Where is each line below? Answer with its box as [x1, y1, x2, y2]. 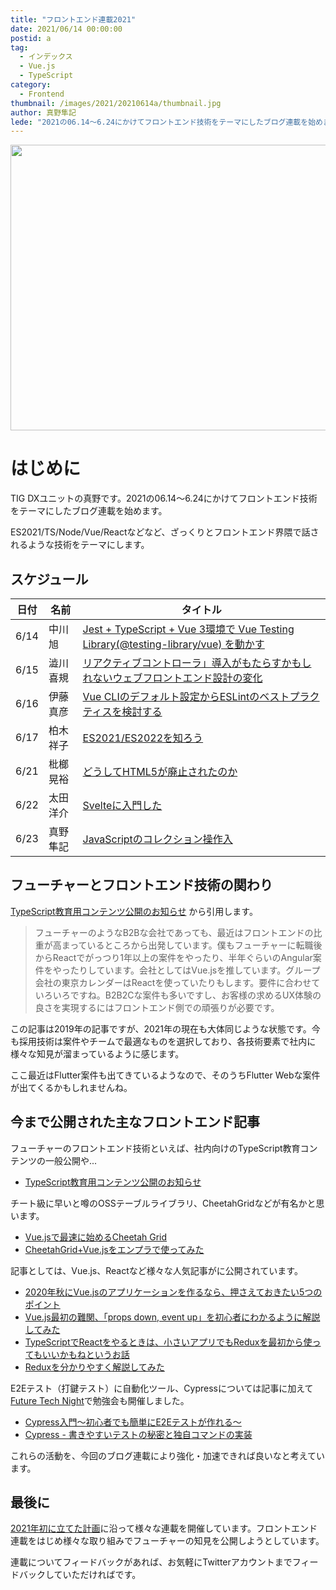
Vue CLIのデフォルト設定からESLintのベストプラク [82, 690, 320, 703]
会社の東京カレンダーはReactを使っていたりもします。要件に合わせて [34, 976, 321, 988]
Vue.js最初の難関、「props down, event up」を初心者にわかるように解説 [24, 1311, 321, 1323]
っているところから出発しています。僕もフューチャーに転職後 [69, 939, 323, 951]
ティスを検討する [82, 705, 163, 718]
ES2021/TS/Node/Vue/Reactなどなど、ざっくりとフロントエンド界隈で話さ [10, 526, 320, 538]
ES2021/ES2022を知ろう [82, 731, 204, 745]
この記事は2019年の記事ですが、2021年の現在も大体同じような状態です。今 [10, 1022, 321, 1035]
